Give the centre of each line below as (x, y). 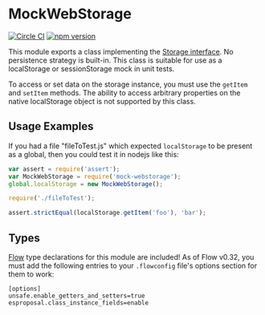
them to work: (31, 274)
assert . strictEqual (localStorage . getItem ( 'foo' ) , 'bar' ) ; (107, 213)
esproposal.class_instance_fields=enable (79, 303)
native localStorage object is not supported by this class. (102, 101)
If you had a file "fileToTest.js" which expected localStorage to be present (130, 146)
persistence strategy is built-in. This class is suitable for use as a (115, 60)
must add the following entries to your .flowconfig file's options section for (133, 265)
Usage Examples (51, 126)
